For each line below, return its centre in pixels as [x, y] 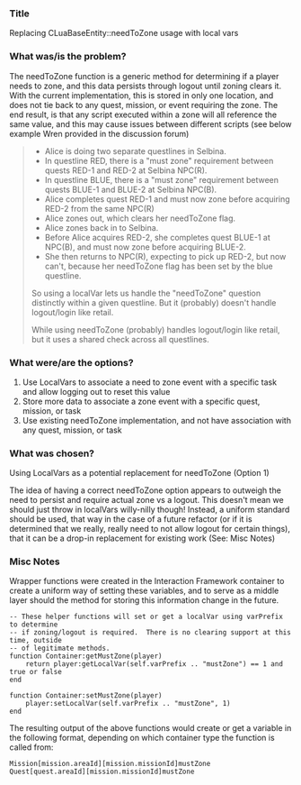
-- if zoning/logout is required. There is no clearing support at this [150, 633]
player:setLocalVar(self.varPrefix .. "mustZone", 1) [128, 704]
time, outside [36, 641]
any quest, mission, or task [72, 430]
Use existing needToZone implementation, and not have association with [157, 420]
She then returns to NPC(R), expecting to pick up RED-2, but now [165, 256]
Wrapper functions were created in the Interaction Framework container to [147, 581]
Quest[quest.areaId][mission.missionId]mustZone [102, 772]
